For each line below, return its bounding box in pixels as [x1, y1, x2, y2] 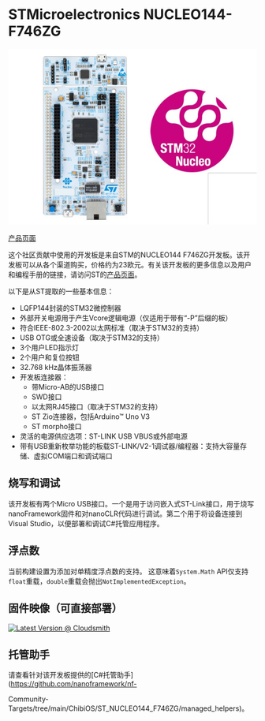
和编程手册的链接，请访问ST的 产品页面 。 [8, 270, 142, 279]
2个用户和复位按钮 [19, 353, 80, 362]
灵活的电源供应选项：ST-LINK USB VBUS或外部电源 [19, 431, 188, 441]
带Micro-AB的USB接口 [31, 383, 105, 392]
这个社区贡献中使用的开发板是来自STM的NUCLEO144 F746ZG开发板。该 [8, 250, 244, 260]
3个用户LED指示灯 [19, 343, 79, 353]
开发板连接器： [19, 372, 69, 382]
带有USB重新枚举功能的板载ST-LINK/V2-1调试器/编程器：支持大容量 [19, 442, 241, 451]
